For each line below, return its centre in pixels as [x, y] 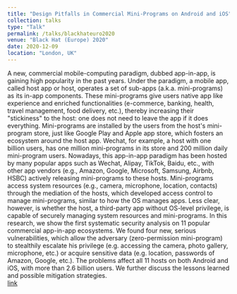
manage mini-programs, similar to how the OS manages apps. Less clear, [114, 200]
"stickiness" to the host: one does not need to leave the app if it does [108, 118]
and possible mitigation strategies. [57, 275]
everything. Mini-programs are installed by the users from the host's [107, 125]
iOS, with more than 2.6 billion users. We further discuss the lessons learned [119, 268]
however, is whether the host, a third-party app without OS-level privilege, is [118, 208]
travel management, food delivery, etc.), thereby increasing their [101, 111]
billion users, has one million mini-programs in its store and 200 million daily [117, 148]
